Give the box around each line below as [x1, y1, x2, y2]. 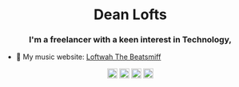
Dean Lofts [93, 6, 168, 24]
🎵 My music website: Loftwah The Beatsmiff [15, 52, 161, 61]
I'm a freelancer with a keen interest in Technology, [29, 34, 232, 45]
